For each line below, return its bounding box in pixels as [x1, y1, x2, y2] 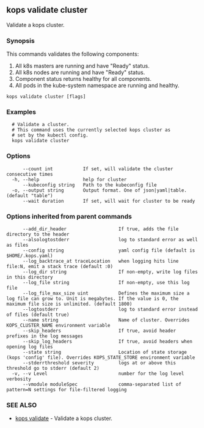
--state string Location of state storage [22, 349, 188, 355]
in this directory [6, 274, 53, 280]
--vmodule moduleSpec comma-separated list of [22, 381, 182, 388]
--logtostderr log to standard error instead [22, 306, 199, 312]
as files [6, 242, 29, 248]
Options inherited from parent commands [6, 212, 133, 220]
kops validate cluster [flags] [6, 94, 86, 100]
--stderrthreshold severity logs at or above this [22, 360, 176, 366]
